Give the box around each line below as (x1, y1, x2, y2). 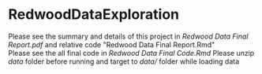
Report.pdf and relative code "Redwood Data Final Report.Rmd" (8, 39, 215, 49)
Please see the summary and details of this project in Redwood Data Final (8, 31, 249, 41)
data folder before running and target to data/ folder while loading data (8, 57, 240, 66)
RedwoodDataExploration (8, 6, 180, 24)
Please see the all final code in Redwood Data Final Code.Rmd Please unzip (8, 48, 255, 57)
